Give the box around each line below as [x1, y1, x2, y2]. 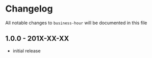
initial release [12, 47, 41, 53]
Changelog [5, 3, 53, 15]
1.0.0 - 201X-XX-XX [5, 34, 69, 43]
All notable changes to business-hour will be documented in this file [5, 20, 147, 26]
